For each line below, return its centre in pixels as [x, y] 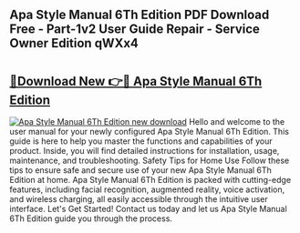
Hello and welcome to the [237, 122]
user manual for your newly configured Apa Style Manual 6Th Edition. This [150, 132]
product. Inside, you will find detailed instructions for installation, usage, [145, 151]
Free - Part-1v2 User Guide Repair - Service [134, 30]
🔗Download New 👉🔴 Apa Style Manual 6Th [136, 81]
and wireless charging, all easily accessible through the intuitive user [139, 199]
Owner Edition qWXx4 [74, 43]
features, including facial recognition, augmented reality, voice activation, [147, 189]
